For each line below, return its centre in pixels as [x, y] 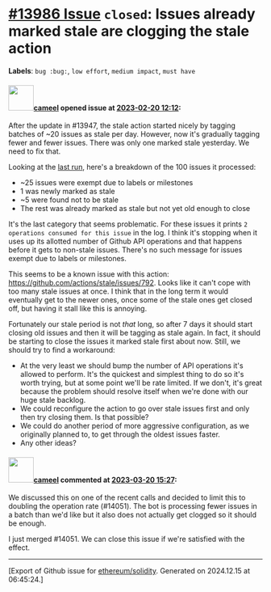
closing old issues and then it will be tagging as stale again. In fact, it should [134, 333]
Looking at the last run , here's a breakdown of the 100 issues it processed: [132, 167]
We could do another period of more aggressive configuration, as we [135, 426]
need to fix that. [35, 151]
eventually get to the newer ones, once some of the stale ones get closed [130, 300]
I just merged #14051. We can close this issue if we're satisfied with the [127, 539]
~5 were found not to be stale [69, 200]
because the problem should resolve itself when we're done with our [134, 391]
